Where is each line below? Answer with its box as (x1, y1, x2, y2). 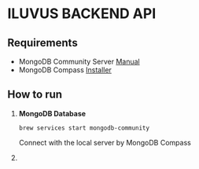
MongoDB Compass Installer (18, 65, 112, 75)
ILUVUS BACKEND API (7, 5, 157, 23)
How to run (7, 88, 63, 101)
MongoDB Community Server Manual (18, 57, 140, 66)
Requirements (7, 36, 78, 50)
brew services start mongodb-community (18, 123, 150, 132)
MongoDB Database (18, 108, 87, 118)
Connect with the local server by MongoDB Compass (18, 138, 192, 147)
